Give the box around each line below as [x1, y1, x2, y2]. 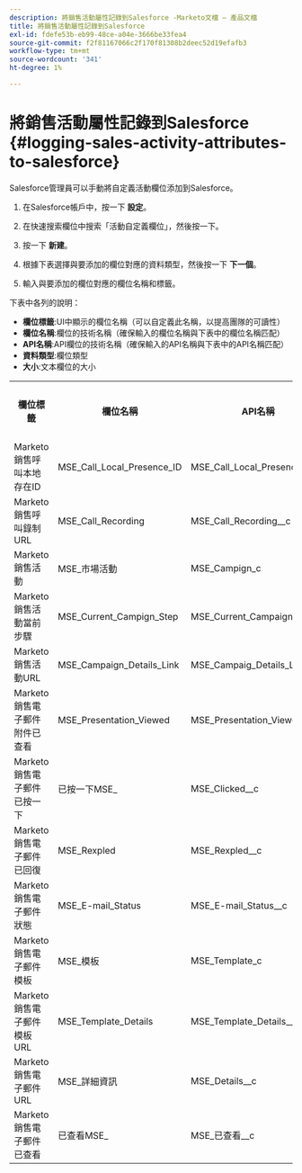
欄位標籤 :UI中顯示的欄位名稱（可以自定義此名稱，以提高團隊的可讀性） [22, 316, 286, 327]
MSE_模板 [58, 954, 100, 967]
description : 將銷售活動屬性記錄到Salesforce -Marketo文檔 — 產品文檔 [9, 13, 258, 22]
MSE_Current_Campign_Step [58, 610, 179, 622]
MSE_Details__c [190, 1074, 257, 1087]
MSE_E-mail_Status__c [190, 899, 288, 911]
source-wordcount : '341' [9, 55, 102, 64]
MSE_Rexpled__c [190, 844, 262, 856]
